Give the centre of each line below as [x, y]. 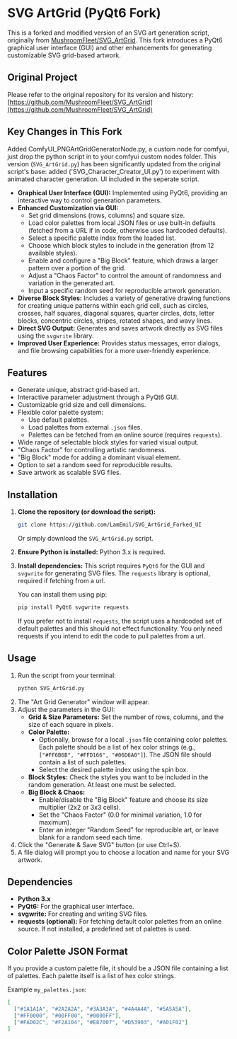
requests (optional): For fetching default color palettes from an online [120, 922]
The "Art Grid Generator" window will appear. [83, 701]
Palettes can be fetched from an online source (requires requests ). [125, 435]
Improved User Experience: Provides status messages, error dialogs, [119, 343]
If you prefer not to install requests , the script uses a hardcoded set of [120, 621]
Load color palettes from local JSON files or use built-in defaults [122, 223]
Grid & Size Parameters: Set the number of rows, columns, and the [126, 717]
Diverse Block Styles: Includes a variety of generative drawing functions [124, 298]
